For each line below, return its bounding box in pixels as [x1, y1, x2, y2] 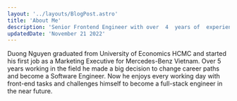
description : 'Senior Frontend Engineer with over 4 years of [7, 23, 200, 30]
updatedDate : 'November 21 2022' [7, 30, 106, 37]
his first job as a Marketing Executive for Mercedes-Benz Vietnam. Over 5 [7, 57, 221, 66]
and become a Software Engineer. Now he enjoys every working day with [7, 72, 221, 81]
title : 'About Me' [7, 17, 61, 24]
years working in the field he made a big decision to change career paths [7, 64, 220, 73]
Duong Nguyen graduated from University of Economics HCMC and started [7, 49, 227, 58]
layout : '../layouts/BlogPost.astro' [7, 10, 119, 18]
